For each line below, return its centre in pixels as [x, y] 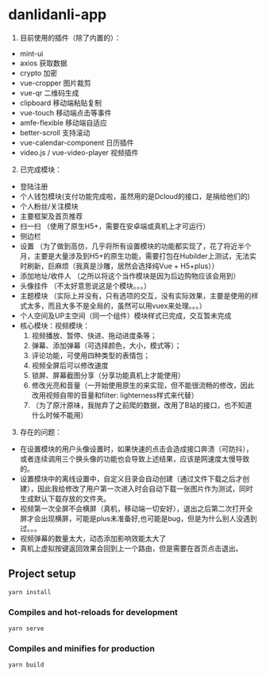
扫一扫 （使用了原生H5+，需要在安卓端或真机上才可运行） [115, 226]
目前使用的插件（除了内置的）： [70, 37]
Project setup [42, 574]
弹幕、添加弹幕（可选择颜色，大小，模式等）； [106, 345]
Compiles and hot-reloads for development [93, 612]
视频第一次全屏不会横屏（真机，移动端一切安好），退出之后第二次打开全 [136, 508]
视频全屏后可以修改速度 [70, 365]
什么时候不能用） [60, 414]
